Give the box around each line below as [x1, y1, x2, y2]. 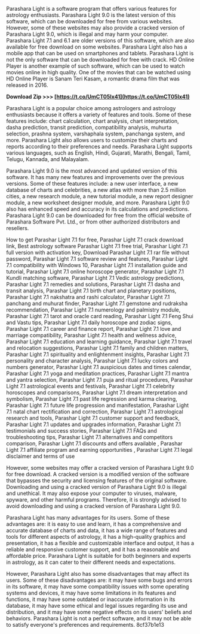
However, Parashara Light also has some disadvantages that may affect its [6, 570, 190, 577]
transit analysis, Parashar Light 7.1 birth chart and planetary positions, [6, 287, 177, 294]
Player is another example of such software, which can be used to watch [6, 62, 185, 70]
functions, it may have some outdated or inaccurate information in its [6, 596, 176, 603]
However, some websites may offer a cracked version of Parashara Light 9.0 [6, 464, 194, 471]
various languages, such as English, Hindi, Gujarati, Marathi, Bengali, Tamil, [6, 149, 191, 156]
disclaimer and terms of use [6, 452, 75, 460]
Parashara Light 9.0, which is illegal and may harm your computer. [6, 31, 169, 38]
